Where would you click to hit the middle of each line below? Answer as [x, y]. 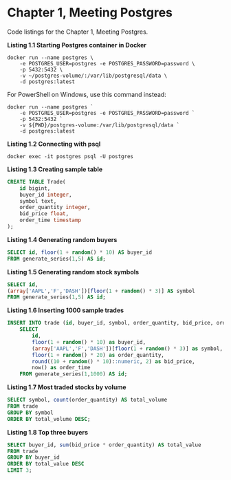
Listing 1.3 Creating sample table [55, 169]
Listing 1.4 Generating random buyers [62, 239]
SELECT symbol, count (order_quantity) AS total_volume [87, 400]
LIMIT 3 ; [20, 470]
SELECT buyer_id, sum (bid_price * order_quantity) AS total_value [104, 445]
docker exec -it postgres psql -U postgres [70, 156]
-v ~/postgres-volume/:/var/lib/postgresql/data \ [93, 76]
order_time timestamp [50, 220]
